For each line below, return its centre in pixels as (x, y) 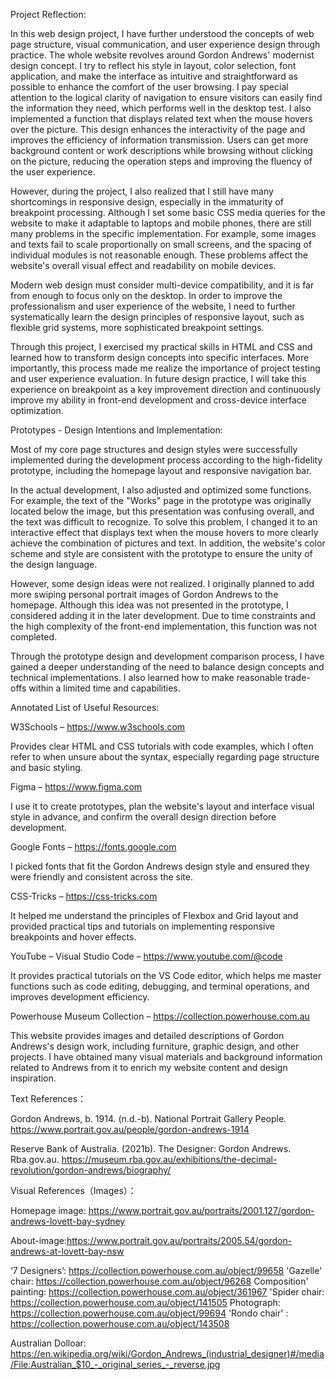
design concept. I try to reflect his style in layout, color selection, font (153, 65)
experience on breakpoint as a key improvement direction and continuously (166, 389)
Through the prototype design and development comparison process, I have (167, 656)
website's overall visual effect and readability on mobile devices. (143, 265)
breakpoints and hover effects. (73, 937)
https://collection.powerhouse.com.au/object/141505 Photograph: (145, 1302)
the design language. (54, 564)
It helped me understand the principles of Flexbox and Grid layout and (154, 915)
